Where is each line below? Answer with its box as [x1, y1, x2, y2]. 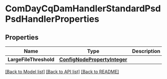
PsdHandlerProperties [5, 13, 99, 25]
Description [132, 48, 161, 54]
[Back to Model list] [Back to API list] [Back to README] [5, 69, 119, 75]
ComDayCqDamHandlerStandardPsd [5, 3, 161, 14]
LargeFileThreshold [7, 56, 55, 63]
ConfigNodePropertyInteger [59, 56, 128, 63]
